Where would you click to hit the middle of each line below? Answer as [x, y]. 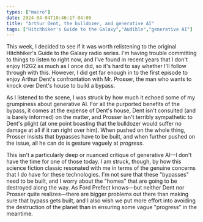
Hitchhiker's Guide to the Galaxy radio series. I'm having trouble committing [102, 53]
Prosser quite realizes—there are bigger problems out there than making [98, 194]
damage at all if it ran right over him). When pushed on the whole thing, [96, 130]
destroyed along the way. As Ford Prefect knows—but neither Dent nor [95, 188]
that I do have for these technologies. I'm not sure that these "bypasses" [98, 175]
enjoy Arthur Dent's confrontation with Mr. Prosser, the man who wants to [99, 79]
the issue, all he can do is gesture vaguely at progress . [75, 143]
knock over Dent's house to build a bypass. [61, 86]
